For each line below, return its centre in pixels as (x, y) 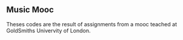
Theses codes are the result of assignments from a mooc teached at (92, 24)
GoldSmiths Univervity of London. (48, 30)
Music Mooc (30, 10)
